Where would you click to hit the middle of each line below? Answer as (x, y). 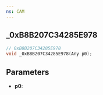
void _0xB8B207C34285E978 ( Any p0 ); (49, 54)
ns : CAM (15, 11)
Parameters (28, 72)
